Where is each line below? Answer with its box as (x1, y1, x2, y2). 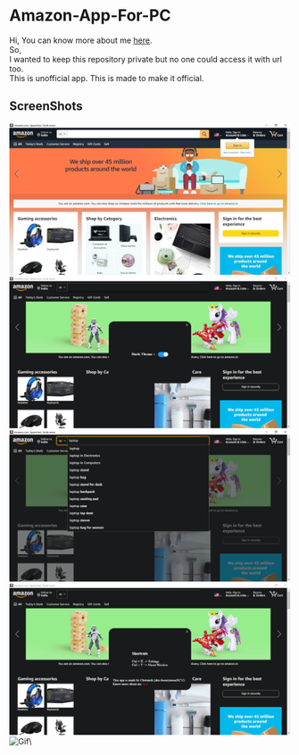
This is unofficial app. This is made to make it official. (9, 72, 204, 83)
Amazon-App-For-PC (9, 5, 171, 26)
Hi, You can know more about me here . (9, 35, 153, 46)
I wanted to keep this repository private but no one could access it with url (9, 54, 283, 64)
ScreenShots (9, 99, 83, 114)
